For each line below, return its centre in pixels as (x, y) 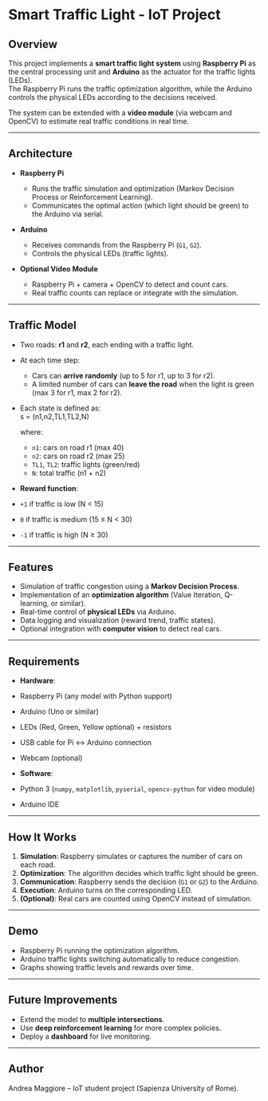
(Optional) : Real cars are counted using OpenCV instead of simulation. (136, 899)
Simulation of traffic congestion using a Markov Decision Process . (129, 586)
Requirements (44, 661)
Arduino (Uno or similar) (59, 711)
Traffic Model (43, 325)
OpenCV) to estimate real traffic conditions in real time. (99, 121)
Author (26, 1069)
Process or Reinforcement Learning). (92, 196)
